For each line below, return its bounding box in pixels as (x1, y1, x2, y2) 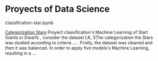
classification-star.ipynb (5, 20, 54, 26)
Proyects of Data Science (5, 3, 110, 15)
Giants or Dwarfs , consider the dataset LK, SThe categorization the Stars (5, 34, 153, 40)
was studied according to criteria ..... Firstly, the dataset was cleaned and (5, 39, 153, 45)
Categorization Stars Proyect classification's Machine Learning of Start (5, 29, 148, 35)
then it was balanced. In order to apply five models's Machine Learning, (5, 45, 150, 51)
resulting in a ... (5, 50, 36, 56)
